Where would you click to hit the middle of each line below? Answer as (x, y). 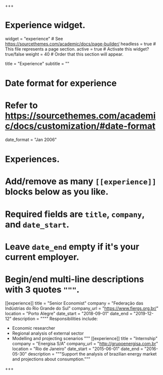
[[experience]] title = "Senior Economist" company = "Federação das (74, 303)
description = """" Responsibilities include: (55, 319)
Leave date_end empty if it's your (72, 247)
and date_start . (37, 224)
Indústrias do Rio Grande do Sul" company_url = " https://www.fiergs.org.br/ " (82, 308)
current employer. (42, 257)
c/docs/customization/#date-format (80, 126)
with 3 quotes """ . (42, 289)
